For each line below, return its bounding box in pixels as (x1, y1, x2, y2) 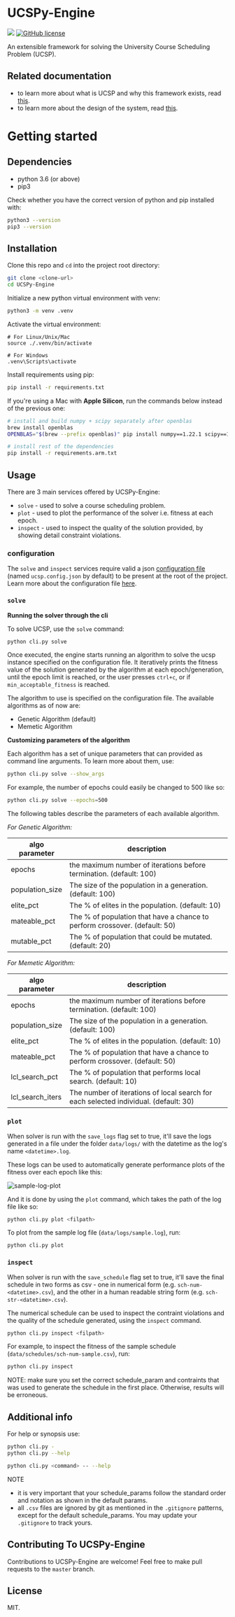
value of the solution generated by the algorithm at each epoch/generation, (7, 665, 224, 674)
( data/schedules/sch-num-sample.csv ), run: (7, 1349, 131, 1358)
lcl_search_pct (10, 1072, 58, 1082)
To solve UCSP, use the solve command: (7, 625, 124, 633)
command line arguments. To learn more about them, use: (7, 757, 175, 765)
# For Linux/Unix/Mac (7, 333, 71, 340)
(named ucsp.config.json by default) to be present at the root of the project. (7, 572, 228, 581)
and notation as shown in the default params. (17, 1496, 148, 1504)
